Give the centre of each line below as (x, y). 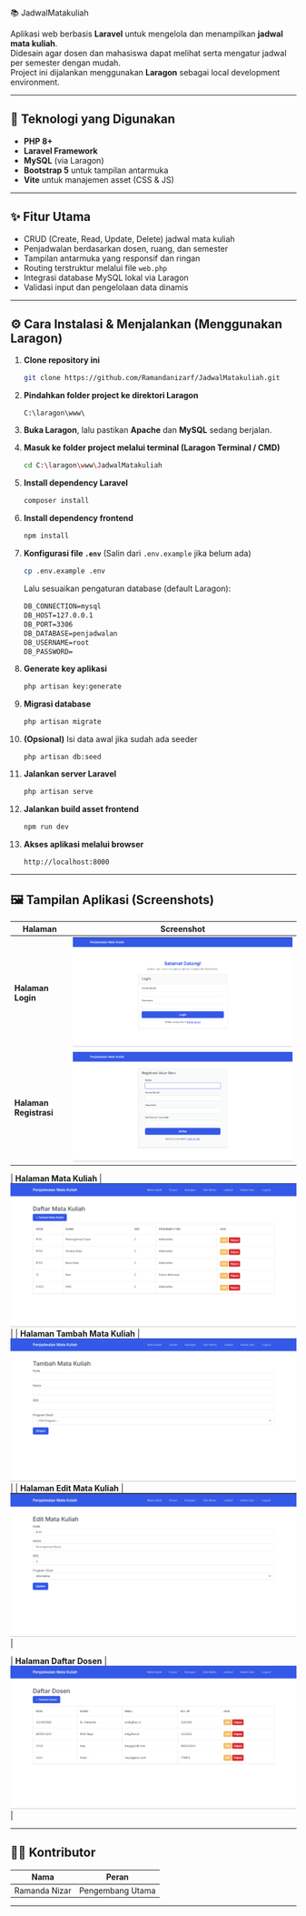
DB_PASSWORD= (48, 652)
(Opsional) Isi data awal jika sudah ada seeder (110, 738)
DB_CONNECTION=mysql (62, 606)
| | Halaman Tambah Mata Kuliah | (75, 1333)
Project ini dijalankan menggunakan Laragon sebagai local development (145, 72)
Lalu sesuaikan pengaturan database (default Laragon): (127, 588)
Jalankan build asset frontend (81, 809)
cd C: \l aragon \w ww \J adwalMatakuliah (93, 466)
